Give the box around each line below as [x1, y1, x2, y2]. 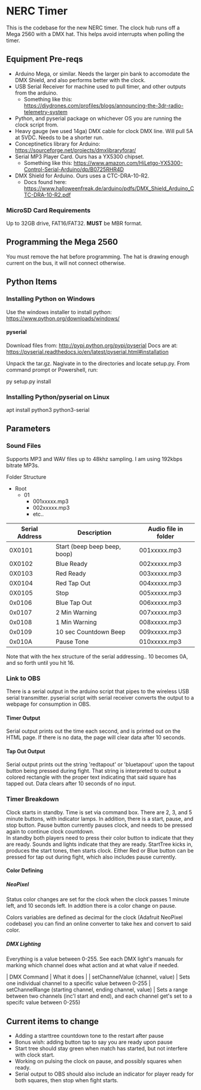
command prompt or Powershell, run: [6, 366, 98, 373]
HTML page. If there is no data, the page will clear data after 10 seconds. [6, 734, 185, 741]
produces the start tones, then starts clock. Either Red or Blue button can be [6, 847, 194, 854]
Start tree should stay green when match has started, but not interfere [14, 1045, 188, 1052]
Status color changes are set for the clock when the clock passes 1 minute [6, 896, 190, 903]
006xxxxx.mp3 [139, 598, 182, 607]
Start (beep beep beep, [56, 542, 121, 550]
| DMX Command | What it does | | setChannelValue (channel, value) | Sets [6, 973, 190, 981]
